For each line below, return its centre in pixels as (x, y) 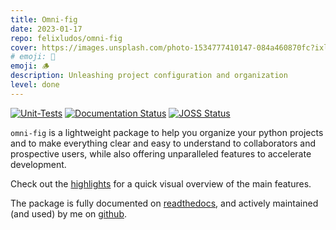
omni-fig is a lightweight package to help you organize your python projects (167, 132)
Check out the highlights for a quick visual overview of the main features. (161, 183)
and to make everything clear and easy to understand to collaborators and (163, 143)
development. (38, 164)
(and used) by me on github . (69, 213)
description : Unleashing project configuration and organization (149, 76)
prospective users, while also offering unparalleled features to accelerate (161, 153)
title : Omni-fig (44, 19)
